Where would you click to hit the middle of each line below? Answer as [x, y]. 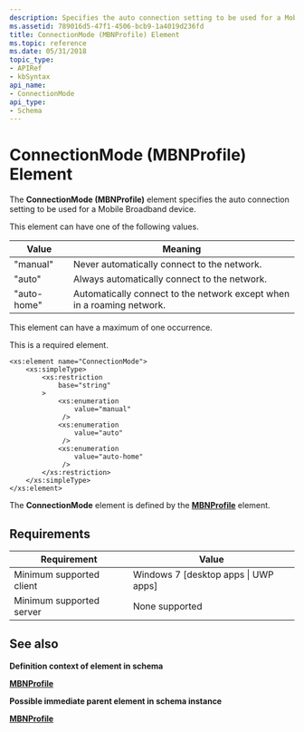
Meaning [182, 249]
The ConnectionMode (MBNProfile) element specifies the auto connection [149, 199]
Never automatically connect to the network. [168, 265]
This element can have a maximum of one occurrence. [111, 328]
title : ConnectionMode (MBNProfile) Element [95, 34]
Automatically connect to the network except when [182, 294]
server [28, 612]
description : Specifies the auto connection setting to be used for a [145, 18]
